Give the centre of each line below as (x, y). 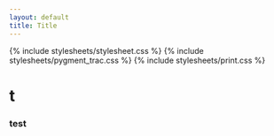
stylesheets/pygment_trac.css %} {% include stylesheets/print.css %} (137, 60)
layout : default (39, 17)
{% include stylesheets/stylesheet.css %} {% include (106, 50)
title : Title (33, 26)
